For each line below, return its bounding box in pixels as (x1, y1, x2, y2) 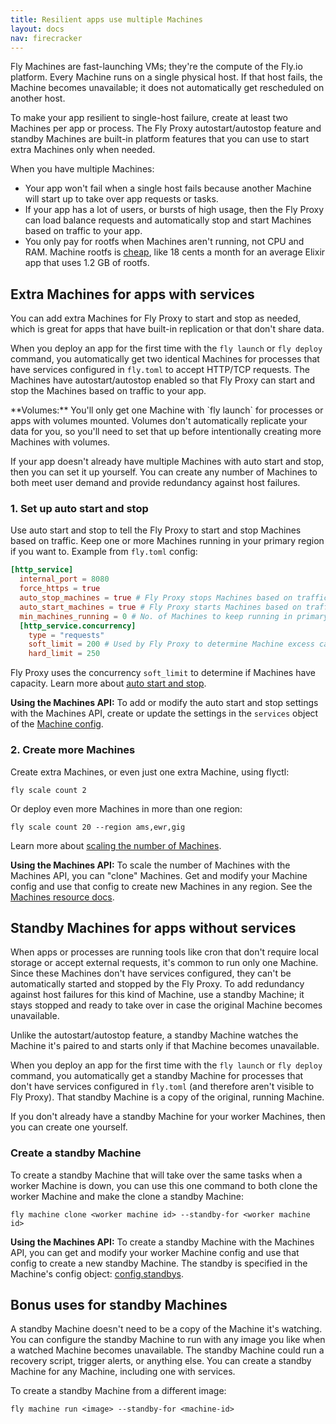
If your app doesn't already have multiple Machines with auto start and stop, (10, 456, 325, 468)
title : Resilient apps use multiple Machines (10, 14, 203, 25)
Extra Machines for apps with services (10, 286, 255, 303)
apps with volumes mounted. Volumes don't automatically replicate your (10, 415, 308, 427)
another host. (10, 92, 66, 105)
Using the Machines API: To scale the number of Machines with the (10, 859, 291, 871)
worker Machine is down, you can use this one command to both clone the (10, 1179, 318, 1191)
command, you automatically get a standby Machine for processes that (10, 1070, 304, 1082)
